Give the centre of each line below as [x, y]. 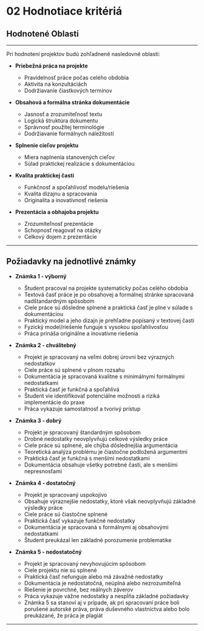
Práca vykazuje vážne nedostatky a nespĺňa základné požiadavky [107, 596]
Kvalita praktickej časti [45, 175]
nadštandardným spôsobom [59, 301]
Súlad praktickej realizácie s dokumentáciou [79, 164]
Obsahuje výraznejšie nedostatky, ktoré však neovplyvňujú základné [110, 501]
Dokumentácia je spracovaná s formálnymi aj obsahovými [96, 527]
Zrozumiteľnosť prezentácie [59, 224]
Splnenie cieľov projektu [47, 145]
